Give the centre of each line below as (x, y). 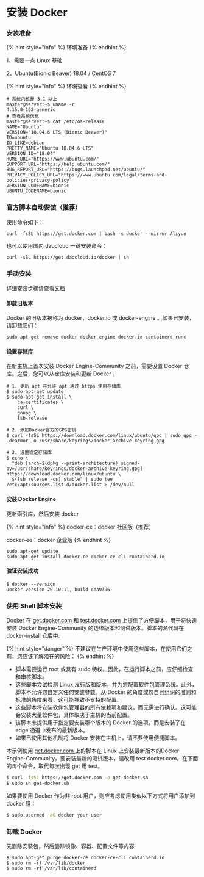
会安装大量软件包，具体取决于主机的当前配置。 (74, 715)
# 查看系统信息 (23, 117)
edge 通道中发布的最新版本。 (52, 731)
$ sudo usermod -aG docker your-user (54, 815)
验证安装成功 (22, 571)
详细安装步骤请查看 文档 (36, 288)
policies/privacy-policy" (39, 181)
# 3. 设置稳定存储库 (29, 453)
